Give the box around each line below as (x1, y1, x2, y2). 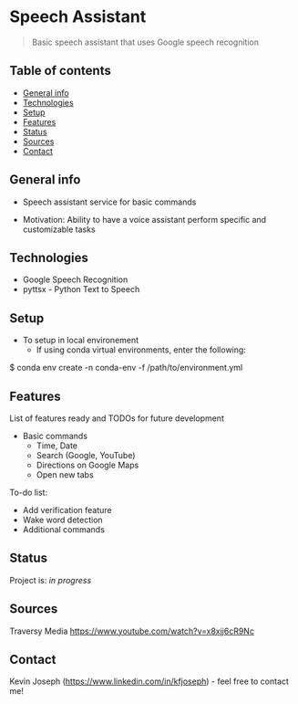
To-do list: (9, 487, 48, 498)
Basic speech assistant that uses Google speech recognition (31, 37, 260, 47)
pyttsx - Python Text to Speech (22, 284, 140, 295)
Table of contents (9, 63, 111, 79)
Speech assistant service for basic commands (22, 196, 197, 207)
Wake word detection (22, 514, 103, 525)
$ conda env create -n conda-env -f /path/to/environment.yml (9, 363, 243, 373)
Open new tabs (36, 469, 94, 480)
